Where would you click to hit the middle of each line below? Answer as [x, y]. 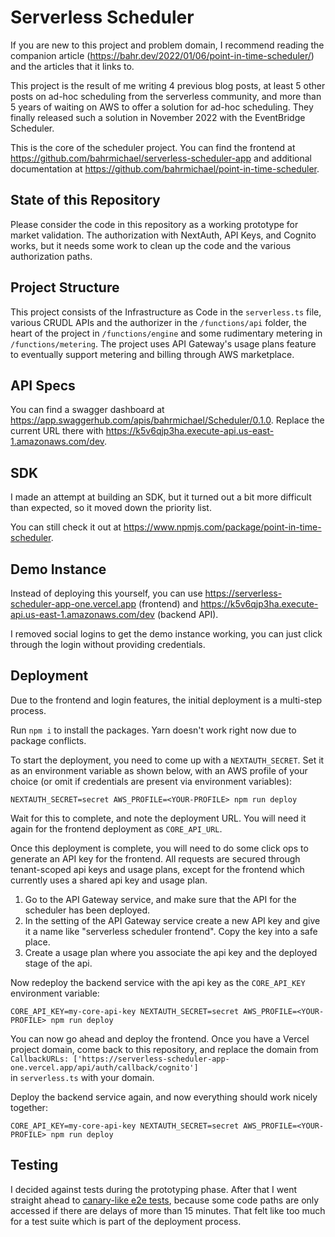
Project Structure [65, 287]
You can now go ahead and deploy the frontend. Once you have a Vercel [160, 1038]
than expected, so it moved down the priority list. [111, 508]
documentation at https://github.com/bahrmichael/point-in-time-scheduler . [165, 168]
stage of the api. [58, 963]
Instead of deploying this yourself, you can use [106, 593]
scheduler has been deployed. [87, 910]
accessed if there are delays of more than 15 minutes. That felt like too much [168, 1210]
